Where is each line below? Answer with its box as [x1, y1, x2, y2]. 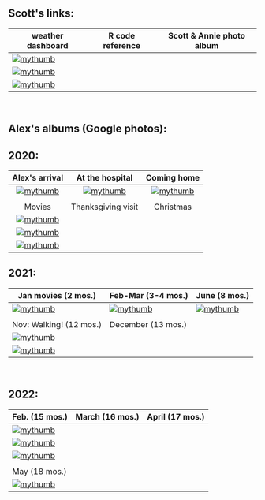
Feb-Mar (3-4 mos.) [109, 289, 188, 300]
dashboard [26, 39, 69, 50]
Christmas [153, 201, 192, 212]
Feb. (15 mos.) [12, 411, 69, 422]
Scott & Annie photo [168, 30, 246, 41]
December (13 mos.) [109, 319, 188, 330]
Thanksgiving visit [70, 201, 139, 212]
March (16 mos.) [75, 411, 140, 422]
